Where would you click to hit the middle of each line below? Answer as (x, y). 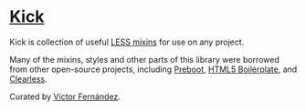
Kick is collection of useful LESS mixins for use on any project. (127, 42)
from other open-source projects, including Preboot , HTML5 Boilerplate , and (153, 69)
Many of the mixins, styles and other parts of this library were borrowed (145, 59)
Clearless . (28, 78)
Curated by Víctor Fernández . (65, 96)
